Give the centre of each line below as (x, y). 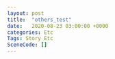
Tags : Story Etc (30, 39)
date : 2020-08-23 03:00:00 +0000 (58, 26)
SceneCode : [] (27, 45)
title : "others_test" (39, 20)
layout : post (26, 13)
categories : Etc (30, 32)
